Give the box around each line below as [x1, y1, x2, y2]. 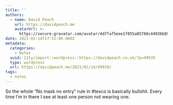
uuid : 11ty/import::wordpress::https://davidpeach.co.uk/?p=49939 [10, 55, 155, 60]
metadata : [5, 41, 27, 46]
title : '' [5, 7, 27, 13]
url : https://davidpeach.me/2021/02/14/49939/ [10, 65, 112, 70]
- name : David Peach [10, 17, 54, 22]
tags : [5, 70, 17, 75]
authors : [5, 12, 24, 17]
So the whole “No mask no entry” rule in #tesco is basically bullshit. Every [5, 88, 162, 94]
